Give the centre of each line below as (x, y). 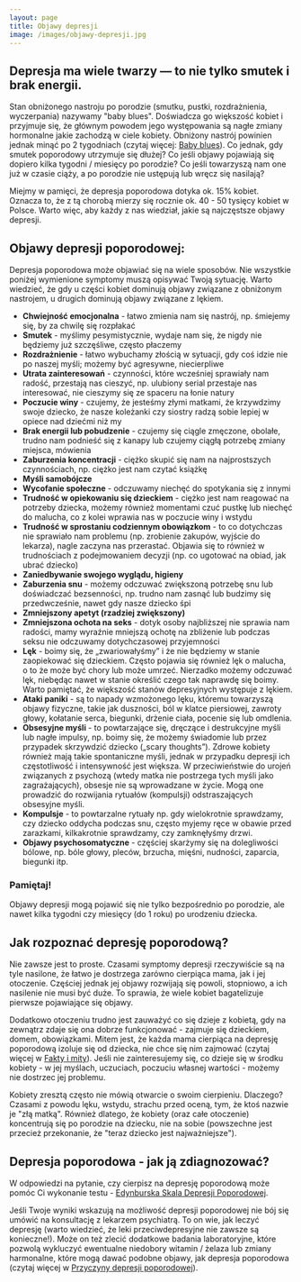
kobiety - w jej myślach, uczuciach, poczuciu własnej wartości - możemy (145, 1068)
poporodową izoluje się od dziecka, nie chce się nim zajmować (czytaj (139, 1049)
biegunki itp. (45, 862)
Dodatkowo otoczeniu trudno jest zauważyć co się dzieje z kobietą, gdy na (148, 1020)
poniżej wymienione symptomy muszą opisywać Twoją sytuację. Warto (141, 279)
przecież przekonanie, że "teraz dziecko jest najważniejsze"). (123, 1133)
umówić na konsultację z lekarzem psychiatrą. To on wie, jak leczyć (134, 1219)
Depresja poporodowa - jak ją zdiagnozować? (139, 1162)
